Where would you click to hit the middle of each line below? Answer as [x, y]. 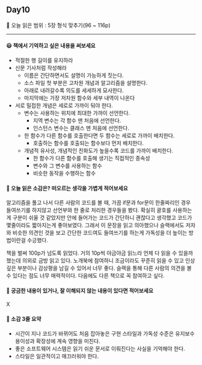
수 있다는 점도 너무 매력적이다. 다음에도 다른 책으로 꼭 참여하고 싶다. [85, 276]
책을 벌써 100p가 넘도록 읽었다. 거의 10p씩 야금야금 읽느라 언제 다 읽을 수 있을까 [100, 253]
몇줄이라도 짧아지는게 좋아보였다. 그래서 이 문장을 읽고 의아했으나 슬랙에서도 [95, 225]
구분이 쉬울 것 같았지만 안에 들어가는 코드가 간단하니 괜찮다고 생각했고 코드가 [102, 218]
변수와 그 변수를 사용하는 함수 [67, 166]
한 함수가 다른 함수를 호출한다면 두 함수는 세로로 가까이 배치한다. [99, 136]
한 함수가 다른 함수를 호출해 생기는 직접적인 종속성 [91, 158]
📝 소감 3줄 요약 [24, 319]
